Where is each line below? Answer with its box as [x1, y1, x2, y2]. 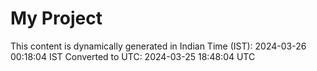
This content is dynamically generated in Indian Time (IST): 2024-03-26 [10, 40, 307, 52]
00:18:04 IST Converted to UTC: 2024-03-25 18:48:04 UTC [10, 50, 256, 62]
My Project [10, 7, 103, 30]
